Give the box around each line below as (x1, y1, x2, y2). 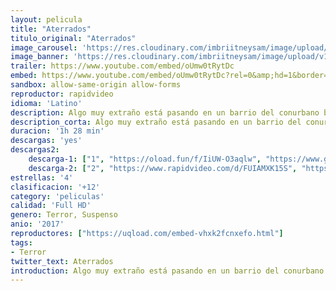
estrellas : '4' (10, 172, 74, 183)
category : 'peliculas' (10, 191, 105, 201)
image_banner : (10, 52, 70, 62)
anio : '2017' (10, 219, 65, 230)
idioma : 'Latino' (10, 98, 83, 108)
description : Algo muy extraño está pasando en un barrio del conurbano (10, 107, 320, 118)
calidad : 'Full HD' (10, 201, 92, 211)
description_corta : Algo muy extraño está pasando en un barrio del (10, 117, 302, 127)
